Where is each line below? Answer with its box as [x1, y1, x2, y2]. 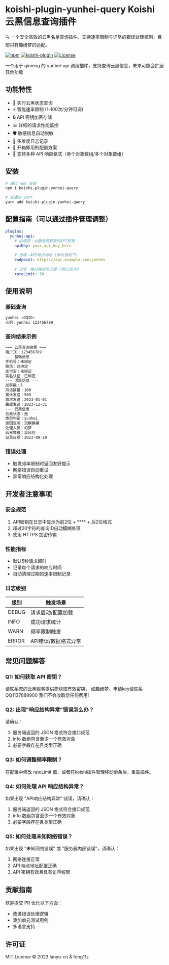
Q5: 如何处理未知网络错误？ [5, 832, 73, 840]
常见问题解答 [5, 657, 46, 665]
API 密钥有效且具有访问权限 [12, 869, 71, 875]
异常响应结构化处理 [12, 473, 53, 480]
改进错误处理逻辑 [12, 911, 49, 917]
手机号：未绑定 [5, 359, 32, 364]
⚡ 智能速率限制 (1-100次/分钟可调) [12, 106, 84, 112]
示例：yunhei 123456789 [5, 320, 53, 325]
